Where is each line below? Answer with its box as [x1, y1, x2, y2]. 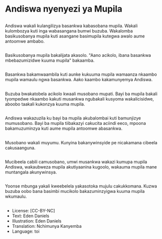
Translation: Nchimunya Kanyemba [12, 223, 82, 229]
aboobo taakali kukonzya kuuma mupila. [5, 101, 86, 107]
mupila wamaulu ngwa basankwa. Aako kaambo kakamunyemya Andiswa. [5, 77, 153, 83]
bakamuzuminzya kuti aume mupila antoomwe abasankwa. [5, 125, 122, 132]
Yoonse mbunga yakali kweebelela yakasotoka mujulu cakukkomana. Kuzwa [5, 183, 157, 189]
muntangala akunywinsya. [5, 169, 57, 175]
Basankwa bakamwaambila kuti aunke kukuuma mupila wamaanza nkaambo [5, 71, 157, 77]
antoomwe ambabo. [5, 38, 45, 44]
